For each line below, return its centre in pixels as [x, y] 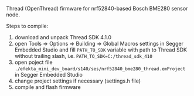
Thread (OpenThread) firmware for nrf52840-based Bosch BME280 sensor [97, 8]
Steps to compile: [27, 26]
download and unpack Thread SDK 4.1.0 [63, 37]
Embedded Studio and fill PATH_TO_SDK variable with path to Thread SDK [101, 50]
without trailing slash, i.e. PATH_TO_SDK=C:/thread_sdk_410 [83, 56]
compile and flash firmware [47, 87]
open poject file [33, 62]
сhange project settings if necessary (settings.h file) [78, 81]
